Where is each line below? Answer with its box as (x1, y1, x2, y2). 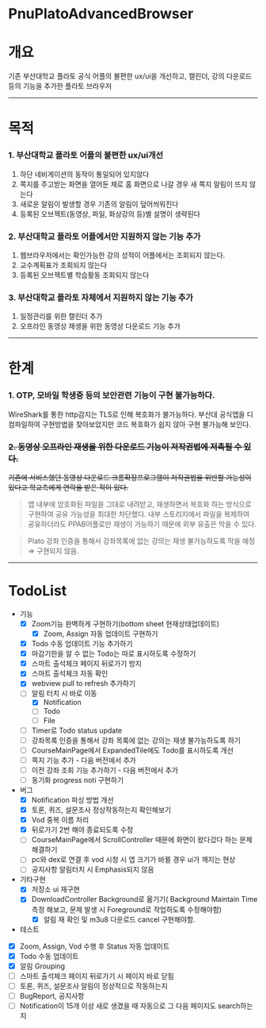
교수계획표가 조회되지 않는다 (19, 260, 108, 270)
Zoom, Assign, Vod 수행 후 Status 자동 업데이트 (19, 941, 170, 951)
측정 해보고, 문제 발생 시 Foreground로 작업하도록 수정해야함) (31, 904, 222, 914)
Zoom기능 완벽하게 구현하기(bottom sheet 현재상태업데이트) (31, 618, 220, 628)
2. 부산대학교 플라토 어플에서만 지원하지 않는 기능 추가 (8, 231, 201, 242)
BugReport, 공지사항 (19, 991, 85, 1000)
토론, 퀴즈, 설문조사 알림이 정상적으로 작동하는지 (19, 981, 169, 991)
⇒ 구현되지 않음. (27, 545, 79, 556)
